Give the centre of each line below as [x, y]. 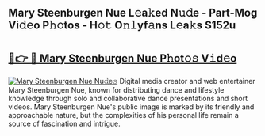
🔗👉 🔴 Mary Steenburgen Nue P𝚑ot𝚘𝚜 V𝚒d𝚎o [123, 58]
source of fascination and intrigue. [64, 123]
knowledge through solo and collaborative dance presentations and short [128, 98]
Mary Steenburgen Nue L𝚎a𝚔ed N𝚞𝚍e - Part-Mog [133, 13]
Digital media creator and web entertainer [187, 81]
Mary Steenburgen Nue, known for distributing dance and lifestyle [116, 90]
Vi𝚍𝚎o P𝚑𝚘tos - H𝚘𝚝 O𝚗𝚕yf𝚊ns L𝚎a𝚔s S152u [122, 26]
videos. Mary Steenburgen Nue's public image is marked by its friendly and [131, 107]
